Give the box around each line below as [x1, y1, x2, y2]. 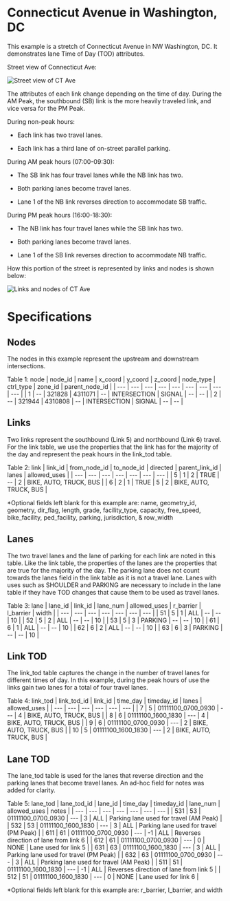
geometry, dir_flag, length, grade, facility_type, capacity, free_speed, [7, 506, 201, 514]
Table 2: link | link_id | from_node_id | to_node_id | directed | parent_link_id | [7, 463, 222, 471]
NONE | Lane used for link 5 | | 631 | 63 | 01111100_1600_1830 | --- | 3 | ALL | [7, 843, 221, 851]
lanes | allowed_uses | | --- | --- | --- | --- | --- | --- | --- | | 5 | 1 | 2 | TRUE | [7, 470, 220, 479]
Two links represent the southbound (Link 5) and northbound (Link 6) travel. [7, 435, 222, 443]
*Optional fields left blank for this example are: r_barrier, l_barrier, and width [7, 886, 223, 894]
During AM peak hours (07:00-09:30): [7, 157, 115, 166]
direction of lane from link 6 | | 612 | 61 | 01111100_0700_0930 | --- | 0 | [7, 836, 205, 845]
